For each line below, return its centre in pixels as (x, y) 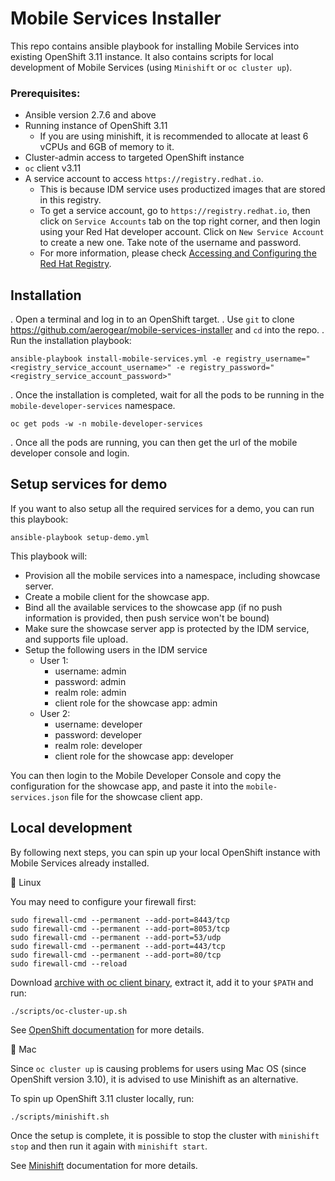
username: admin (90, 671)
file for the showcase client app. (137, 796)
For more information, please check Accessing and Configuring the (178, 253)
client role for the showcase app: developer (144, 756)
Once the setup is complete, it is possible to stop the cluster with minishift (165, 1135)
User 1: (54, 660)
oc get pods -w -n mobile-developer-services (106, 424)
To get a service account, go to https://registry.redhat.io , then (175, 211)
